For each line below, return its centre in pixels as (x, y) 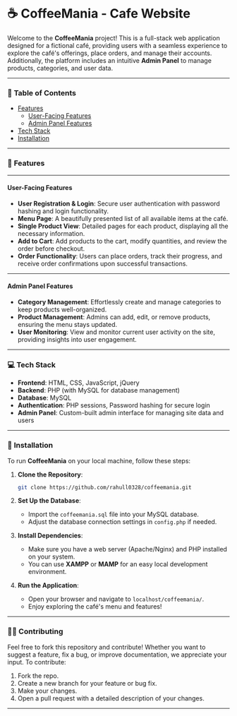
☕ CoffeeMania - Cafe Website (99, 14)
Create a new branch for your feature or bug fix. (87, 683)
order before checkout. (51, 249)
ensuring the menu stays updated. (67, 324)
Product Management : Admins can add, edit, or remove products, (114, 317)
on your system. (51, 557)
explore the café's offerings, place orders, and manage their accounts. (110, 53)
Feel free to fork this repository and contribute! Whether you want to (107, 647)
